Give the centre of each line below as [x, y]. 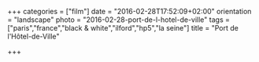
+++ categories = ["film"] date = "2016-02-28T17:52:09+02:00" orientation [129, 11]
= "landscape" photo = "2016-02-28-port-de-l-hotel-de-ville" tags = [118, 20]
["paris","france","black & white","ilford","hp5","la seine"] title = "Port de [123, 28]
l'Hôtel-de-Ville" [33, 36]
